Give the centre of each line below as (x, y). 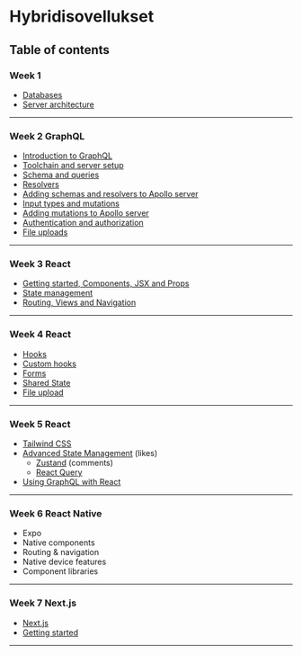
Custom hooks (49, 363)
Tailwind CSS (47, 444)
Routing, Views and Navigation (79, 302)
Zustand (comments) (75, 463)
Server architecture (58, 104)
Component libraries (60, 571)
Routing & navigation (61, 552)
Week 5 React (40, 424)
